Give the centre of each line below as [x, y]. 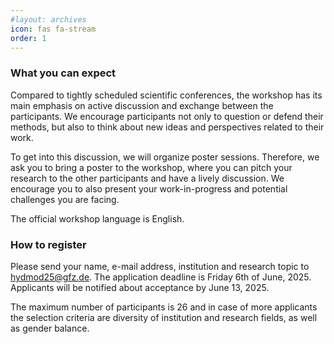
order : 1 [28, 38]
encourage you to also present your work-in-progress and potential [149, 188]
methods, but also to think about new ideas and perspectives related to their [167, 127]
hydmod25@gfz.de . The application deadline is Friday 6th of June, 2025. [161, 277]
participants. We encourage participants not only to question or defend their [167, 116]
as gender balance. [50, 328]
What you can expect [63, 73]
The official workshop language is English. [97, 218]
